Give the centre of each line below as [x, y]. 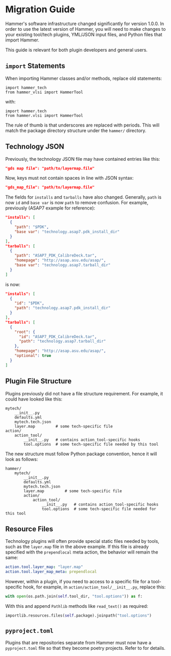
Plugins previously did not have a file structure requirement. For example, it [84, 393]
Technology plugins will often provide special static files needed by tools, [82, 541]
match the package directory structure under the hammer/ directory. [76, 130]
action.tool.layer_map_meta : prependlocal [51, 572]
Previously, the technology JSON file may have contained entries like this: [83, 159]
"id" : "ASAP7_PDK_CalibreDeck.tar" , [58, 336]
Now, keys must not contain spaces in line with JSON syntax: [69, 178]
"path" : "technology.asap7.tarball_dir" [62, 342]
